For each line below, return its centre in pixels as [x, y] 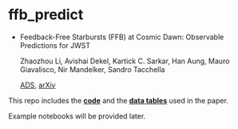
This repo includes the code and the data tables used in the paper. [119, 100]
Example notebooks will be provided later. [77, 116]
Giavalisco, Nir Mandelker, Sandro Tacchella [92, 69]
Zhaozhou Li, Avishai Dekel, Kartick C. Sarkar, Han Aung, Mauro [125, 61]
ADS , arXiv [38, 85]
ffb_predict [46, 15]
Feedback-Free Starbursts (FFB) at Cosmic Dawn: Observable [122, 37]
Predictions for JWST [55, 45]
